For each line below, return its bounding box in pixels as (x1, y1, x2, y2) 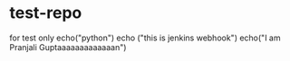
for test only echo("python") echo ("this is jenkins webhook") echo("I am (9, 32, 281, 43)
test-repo (9, 3, 82, 23)
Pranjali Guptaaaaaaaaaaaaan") (9, 41, 127, 52)
